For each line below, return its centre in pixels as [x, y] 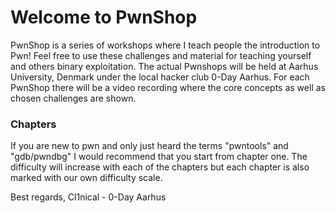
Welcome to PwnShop [104, 17]
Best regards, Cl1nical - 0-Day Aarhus [88, 197]
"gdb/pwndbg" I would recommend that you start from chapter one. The [159, 157]
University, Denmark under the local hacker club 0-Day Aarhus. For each [160, 77]
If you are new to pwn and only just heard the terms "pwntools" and [149, 146]
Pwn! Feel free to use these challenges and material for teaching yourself [161, 55]
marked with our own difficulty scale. [86, 178]
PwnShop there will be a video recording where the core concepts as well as [168, 87]
